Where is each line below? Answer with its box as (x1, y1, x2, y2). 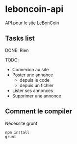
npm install (5, 130, 29, 135)
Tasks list (5, 34, 35, 43)
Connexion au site (12, 66, 49, 72)
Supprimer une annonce (12, 93, 61, 98)
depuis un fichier (19, 82, 54, 88)
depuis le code (19, 77, 50, 83)
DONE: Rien (5, 47, 29, 53)
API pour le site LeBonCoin (5, 20, 59, 26)
